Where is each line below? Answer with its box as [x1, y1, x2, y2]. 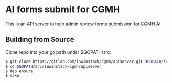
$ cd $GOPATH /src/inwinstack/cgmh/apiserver [5, 64, 102, 69]
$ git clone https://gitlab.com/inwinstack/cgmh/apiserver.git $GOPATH [5, 59, 161, 64]
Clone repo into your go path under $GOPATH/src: [5, 49, 112, 55]
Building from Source [5, 35, 74, 44]
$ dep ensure [5, 68, 33, 74]
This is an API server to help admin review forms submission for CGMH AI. [5, 20, 162, 27]
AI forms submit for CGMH [5, 4, 120, 15]
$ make [5, 73, 19, 78]
